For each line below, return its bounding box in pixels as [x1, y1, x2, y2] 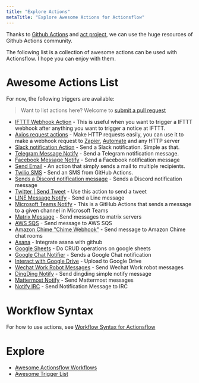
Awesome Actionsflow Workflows [14, 364, 97, 371]
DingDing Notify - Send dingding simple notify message [14, 270, 151, 278]
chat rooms [14, 232, 43, 239]
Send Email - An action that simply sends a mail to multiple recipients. [14, 163, 185, 170]
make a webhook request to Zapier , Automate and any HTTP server [14, 138, 180, 145]
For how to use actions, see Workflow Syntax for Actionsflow [6, 323, 156, 331]
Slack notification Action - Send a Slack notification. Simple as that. [14, 144, 180, 151]
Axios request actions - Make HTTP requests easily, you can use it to [14, 131, 184, 138]
